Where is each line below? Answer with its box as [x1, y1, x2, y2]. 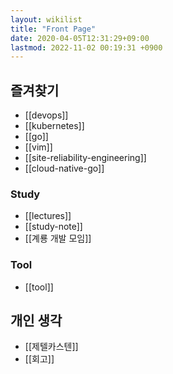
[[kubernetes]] [24, 120, 85, 132]
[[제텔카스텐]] [24, 341, 79, 353]
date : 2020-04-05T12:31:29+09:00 [10, 33, 150, 43]
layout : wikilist [10, 14, 83, 25]
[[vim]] [24, 141, 53, 153]
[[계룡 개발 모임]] [24, 232, 92, 245]
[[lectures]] [24, 210, 72, 222]
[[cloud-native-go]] [24, 162, 105, 175]
